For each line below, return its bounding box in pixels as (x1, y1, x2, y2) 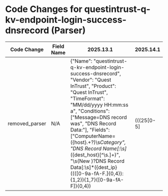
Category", (99, 138, 126, 145)
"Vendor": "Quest (70, 76, 111, 83)
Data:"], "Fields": (70, 126, 110, 133)
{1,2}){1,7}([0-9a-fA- (70, 176, 124, 183)
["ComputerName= (70, 132, 116, 139)
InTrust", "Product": (70, 82, 116, 89)
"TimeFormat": (70, 95, 105, 102)
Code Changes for (5, 3, 82, 15)
